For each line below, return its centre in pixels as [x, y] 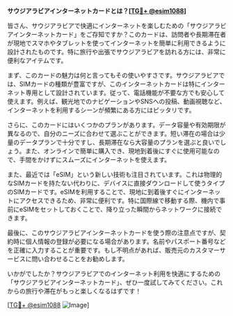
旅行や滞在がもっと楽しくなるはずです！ [83, 291]
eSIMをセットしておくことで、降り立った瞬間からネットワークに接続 [118, 209]
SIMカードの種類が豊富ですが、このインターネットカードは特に [110, 84]
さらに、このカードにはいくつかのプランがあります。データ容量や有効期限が [116, 125]
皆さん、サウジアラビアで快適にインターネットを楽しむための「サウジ [108, 26]
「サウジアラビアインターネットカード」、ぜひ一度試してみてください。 [109, 282]
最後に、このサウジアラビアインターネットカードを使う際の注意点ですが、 [114, 233]
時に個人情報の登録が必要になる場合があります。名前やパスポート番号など [119, 242]
